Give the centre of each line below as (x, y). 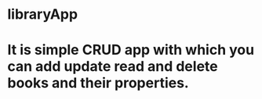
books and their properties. (98, 83)
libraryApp (43, 14)
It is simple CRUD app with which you (131, 50)
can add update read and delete (113, 67)
